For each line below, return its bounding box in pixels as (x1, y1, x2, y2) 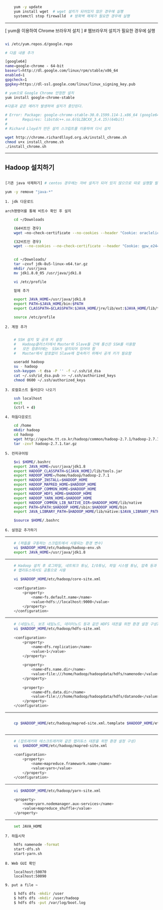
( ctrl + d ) (14, 405, 36, 410)
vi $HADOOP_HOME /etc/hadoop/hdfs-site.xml (14, 626, 101, 631)
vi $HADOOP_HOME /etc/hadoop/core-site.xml (14, 577, 101, 582)
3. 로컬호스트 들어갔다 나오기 (5, 387, 56, 392)
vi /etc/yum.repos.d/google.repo (5, 41, 73, 46)
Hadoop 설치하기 (5, 163, 55, 171)
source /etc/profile (14, 315, 55, 320)
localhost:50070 (14, 869, 47, 874)
